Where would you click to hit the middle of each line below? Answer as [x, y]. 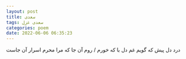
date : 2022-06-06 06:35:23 [39, 33]
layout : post [22, 11]
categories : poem [27, 28]
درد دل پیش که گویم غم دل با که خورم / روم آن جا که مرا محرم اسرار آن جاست [93, 50]
